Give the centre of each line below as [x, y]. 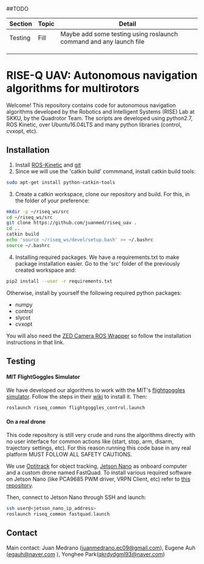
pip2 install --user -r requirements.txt [59, 281]
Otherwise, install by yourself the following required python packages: [94, 293]
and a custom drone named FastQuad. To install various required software [99, 473]
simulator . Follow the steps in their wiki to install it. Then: [77, 397]
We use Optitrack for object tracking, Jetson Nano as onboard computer [97, 466]
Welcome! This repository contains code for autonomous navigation [91, 105]
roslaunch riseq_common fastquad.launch [58, 514]
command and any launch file [102, 42]
